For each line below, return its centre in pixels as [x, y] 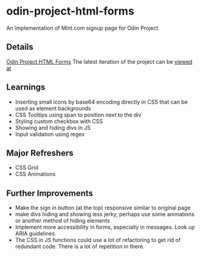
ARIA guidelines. [36, 234]
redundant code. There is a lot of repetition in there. [80, 246]
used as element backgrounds [53, 108]
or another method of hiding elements [63, 221]
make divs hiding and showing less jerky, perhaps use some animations [105, 214]
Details [20, 47]
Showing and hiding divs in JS [53, 127]
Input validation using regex [50, 134]
